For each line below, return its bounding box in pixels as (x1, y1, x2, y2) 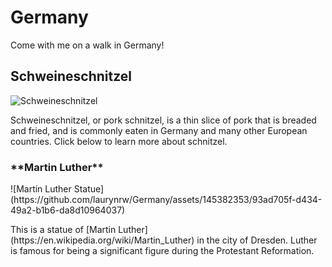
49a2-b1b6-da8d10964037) (10, 204, 126, 216)
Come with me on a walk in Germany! (10, 39, 165, 51)
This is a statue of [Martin (10, 224, 117, 236)
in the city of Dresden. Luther (196, 234, 318, 246)
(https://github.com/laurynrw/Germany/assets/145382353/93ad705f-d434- (10, 194, 323, 206)
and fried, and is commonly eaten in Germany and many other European (10, 124, 308, 136)
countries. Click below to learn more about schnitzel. (10, 135, 228, 147)
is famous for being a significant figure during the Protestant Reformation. (10, 245, 315, 257)
